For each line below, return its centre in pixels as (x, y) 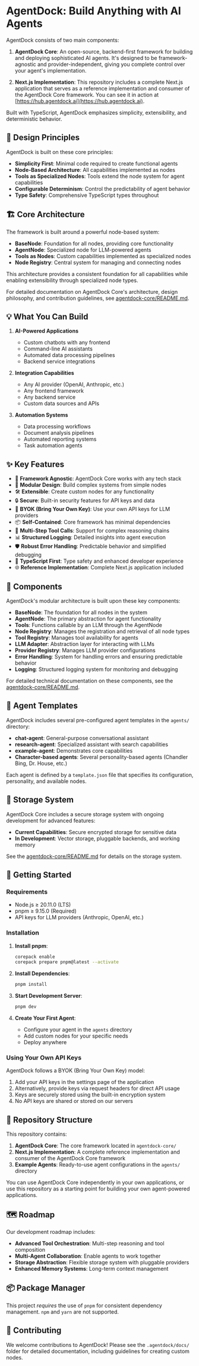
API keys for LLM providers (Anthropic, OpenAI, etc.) (79, 917)
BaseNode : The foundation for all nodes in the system (81, 612)
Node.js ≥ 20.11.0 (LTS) (43, 905)
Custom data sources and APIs (61, 403)
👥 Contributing (34, 1331)
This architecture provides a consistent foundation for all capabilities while (97, 274)
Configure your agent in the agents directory (78, 1030)
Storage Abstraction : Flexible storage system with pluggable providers (102, 1262)
